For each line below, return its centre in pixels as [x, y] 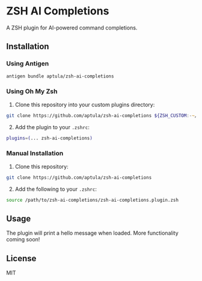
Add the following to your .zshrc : [56, 189]
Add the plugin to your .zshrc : [52, 127]
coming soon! [23, 240]
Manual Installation [35, 153]
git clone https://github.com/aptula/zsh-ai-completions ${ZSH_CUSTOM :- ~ [101, 115]
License [21, 258]
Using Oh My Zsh [32, 91]
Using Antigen [28, 64]
